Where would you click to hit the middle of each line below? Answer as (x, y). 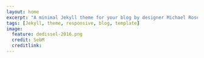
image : (15, 29)
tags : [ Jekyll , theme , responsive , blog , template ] (73, 23)
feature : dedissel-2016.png (47, 34)
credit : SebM (28, 40)
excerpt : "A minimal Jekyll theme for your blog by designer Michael (96, 18)
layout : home (23, 12)
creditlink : (27, 46)
